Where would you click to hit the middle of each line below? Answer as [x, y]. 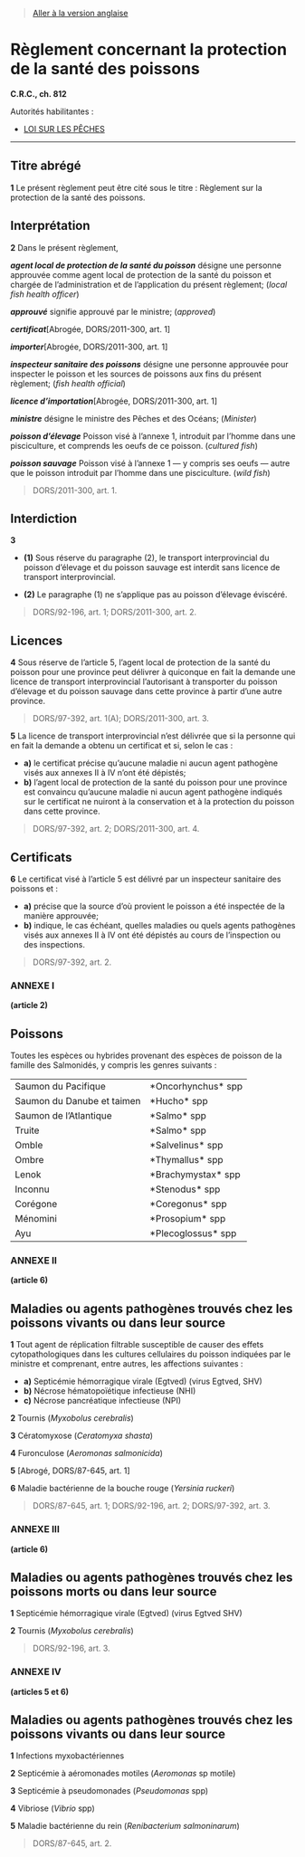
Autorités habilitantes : [52, 111]
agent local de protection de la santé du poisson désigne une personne [146, 265]
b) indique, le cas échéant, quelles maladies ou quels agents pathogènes [160, 925]
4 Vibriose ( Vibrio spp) [53, 1808]
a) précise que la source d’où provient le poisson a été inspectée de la [154, 906]
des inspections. [54, 944]
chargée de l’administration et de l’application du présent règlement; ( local [149, 284]
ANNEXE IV [36, 1671]
